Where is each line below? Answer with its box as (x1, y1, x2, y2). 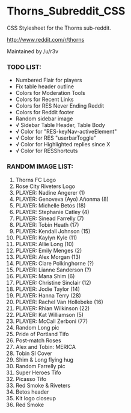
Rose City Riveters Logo (15, 183, 76, 190)
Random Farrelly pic (15, 362, 65, 369)
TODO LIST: (7, 62, 41, 71)
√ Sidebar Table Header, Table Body (15, 122, 106, 129)
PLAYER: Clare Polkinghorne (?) (15, 259, 94, 267)
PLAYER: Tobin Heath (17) (15, 221, 79, 228)
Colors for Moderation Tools (15, 89, 86, 97)
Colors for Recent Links (15, 96, 74, 103)
